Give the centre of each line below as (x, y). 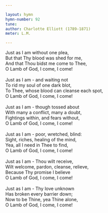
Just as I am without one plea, (37, 53)
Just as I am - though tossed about (42, 107)
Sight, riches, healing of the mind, (41, 140)
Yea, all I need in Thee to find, (37, 145)
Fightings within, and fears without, (43, 118)
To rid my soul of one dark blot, (39, 86)
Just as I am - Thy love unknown (40, 189)
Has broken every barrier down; (39, 194)
